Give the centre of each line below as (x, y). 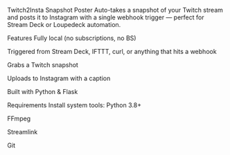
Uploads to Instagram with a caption (59, 78)
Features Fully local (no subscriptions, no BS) (72, 38)
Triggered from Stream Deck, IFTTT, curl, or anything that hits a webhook (112, 52)
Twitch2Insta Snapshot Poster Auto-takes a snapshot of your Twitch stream (115, 10)
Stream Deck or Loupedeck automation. (64, 25)
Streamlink (23, 132)
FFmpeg (19, 118)
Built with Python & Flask (43, 92)
